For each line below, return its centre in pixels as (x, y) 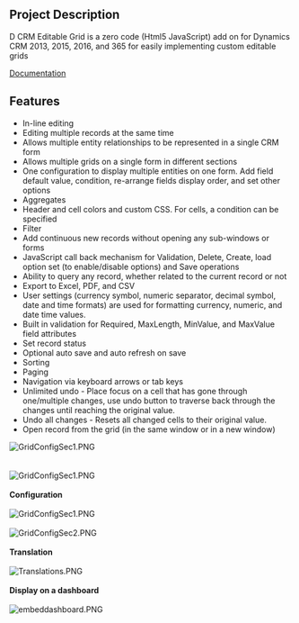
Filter (32, 228)
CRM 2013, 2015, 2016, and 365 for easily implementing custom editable (143, 46)
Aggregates (44, 199)
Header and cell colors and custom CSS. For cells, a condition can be (150, 209)
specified (40, 219)
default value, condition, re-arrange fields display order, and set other (151, 180)
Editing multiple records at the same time (98, 132)
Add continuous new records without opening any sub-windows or (146, 238)
